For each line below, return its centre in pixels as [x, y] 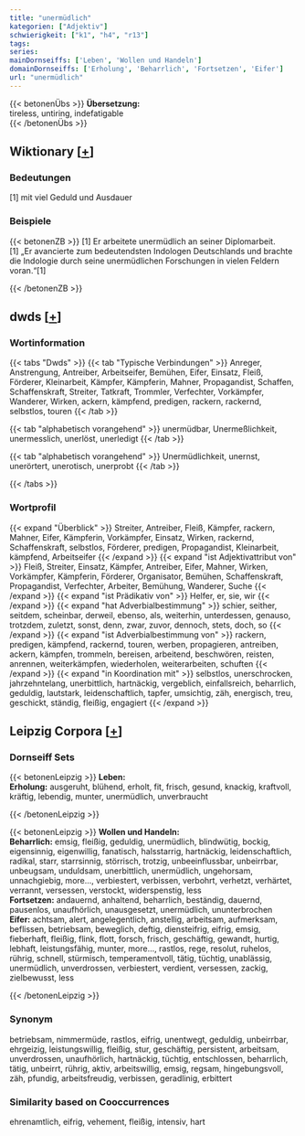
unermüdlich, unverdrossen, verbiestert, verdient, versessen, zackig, [139, 968]
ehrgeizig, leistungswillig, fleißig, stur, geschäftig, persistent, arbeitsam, [145, 1049]
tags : [20, 43]
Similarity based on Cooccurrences [89, 1101]
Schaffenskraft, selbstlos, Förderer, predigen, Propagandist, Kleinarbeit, [144, 547]
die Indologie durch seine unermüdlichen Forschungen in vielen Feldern [145, 261]
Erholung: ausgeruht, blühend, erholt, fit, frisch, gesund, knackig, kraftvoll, [151, 787]
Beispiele [31, 221]
